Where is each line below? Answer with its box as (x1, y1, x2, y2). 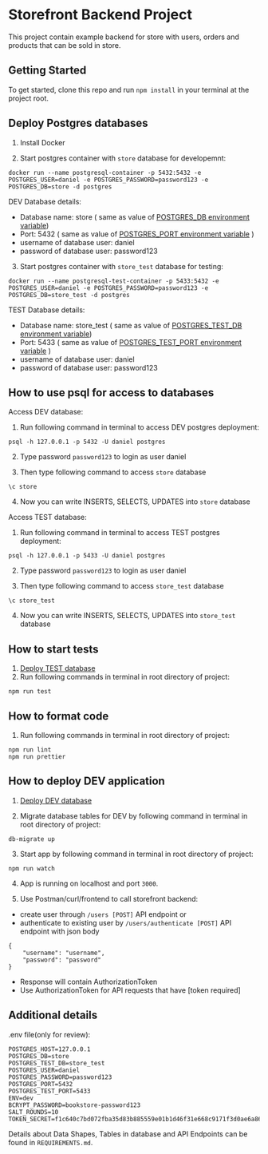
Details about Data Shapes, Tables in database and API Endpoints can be (8, 1128, 248, 1139)
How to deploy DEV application (8, 775, 165, 788)
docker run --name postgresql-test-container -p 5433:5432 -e (8, 277, 219, 285)
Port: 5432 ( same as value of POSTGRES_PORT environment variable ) (19, 229, 254, 239)
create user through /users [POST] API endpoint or (19, 909, 187, 919)
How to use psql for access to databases (8, 386, 215, 399)
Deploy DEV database (19, 795, 93, 805)
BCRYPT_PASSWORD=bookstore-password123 (8, 1100, 141, 1109)
